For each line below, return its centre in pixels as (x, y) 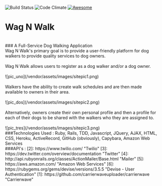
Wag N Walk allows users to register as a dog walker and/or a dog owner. (78, 66)
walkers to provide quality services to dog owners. (55, 56)
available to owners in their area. (37, 92)
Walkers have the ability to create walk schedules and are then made (74, 87)
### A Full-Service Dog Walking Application (49, 46)
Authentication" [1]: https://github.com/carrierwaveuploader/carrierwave (77, 174)
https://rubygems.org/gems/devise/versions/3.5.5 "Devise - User (70, 169)
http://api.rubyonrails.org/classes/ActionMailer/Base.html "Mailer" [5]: (74, 159)
